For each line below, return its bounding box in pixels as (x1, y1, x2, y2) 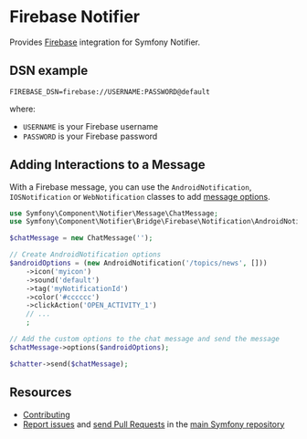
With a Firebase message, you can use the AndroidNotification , (9, 181, 252, 193)
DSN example (9, 63, 89, 78)
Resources (9, 385, 72, 401)
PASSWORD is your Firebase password (22, 131, 158, 141)
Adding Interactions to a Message (9, 157, 206, 172)
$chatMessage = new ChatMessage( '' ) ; (9, 234, 153, 243)
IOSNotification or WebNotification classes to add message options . (9, 191, 271, 202)
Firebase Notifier (9, 6, 140, 27)
